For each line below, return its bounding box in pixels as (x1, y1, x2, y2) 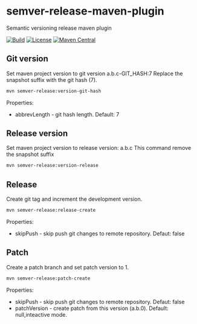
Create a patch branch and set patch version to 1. (6, 263, 129, 271)
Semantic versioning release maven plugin (6, 24, 112, 32)
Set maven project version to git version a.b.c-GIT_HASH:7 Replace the (6, 70, 183, 77)
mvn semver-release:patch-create (6, 275, 91, 282)
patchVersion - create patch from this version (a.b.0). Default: (15, 305, 169, 312)
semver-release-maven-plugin (6, 4, 164, 18)
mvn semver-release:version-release (6, 163, 98, 169)
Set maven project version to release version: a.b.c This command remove (6, 144, 192, 152)
